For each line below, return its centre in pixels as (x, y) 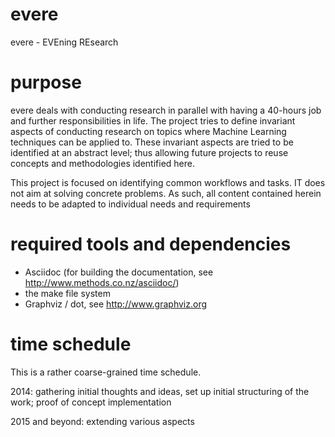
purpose (46, 82)
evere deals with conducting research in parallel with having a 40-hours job (166, 110)
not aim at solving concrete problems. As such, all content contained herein (166, 193)
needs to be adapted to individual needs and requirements (130, 204)
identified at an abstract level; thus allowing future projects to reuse (149, 152)
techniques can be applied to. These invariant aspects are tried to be (152, 142)
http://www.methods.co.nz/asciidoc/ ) (102, 282)
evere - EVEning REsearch (64, 42)
